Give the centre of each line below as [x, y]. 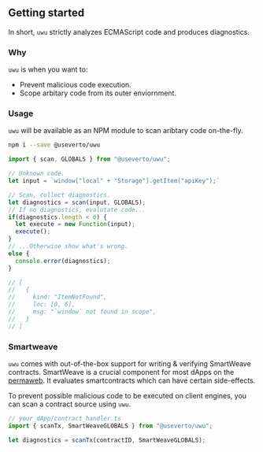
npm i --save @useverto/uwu [54, 145]
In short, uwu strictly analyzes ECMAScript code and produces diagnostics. [129, 31]
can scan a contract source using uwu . [70, 404]
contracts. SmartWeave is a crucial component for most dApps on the [121, 372]
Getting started [46, 13]
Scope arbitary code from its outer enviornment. [98, 93]
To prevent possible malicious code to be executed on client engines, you [127, 395]
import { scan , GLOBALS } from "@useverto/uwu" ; [89, 159]
